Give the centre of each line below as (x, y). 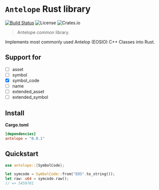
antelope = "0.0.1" (25, 138)
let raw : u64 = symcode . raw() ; (37, 179)
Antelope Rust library (48, 9)
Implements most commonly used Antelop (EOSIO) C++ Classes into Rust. (80, 42)
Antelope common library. (43, 32)
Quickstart (22, 154)
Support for (23, 57)
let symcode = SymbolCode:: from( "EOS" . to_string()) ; (60, 174)
